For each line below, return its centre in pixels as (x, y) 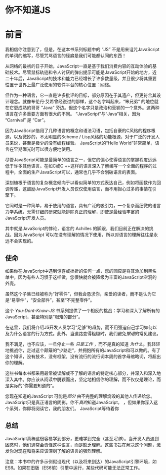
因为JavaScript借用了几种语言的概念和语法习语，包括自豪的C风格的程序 (78, 131)
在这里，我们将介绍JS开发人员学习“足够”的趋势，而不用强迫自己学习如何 (79, 327)
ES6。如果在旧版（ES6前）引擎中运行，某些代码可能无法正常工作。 (74, 468)
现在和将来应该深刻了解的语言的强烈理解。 (61, 451)
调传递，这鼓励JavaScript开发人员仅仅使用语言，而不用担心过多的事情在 (79, 189)
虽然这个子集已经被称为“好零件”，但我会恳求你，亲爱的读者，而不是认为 (79, 294)
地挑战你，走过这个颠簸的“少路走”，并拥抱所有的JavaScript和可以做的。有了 (83, 350)
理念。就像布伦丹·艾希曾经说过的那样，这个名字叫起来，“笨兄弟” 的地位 (82, 102)
